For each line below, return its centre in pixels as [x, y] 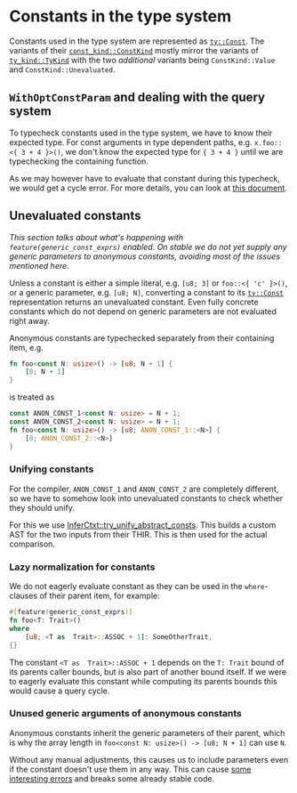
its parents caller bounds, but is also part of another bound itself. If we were [148, 672]
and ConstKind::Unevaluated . [62, 69]
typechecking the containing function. [79, 161]
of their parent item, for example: [100, 596]
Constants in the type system [120, 16]
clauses [24, 596]
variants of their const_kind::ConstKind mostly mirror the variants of [134, 50]
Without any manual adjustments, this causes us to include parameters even [149, 759]
